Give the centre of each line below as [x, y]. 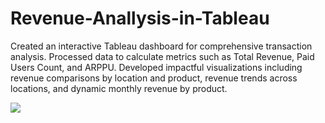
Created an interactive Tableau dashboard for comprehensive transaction [161, 46]
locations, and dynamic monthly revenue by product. [119, 88]
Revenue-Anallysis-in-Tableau [140, 18]
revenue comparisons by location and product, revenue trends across [154, 78]
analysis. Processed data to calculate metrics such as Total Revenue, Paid [162, 56]
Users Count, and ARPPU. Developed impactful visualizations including [156, 67]
